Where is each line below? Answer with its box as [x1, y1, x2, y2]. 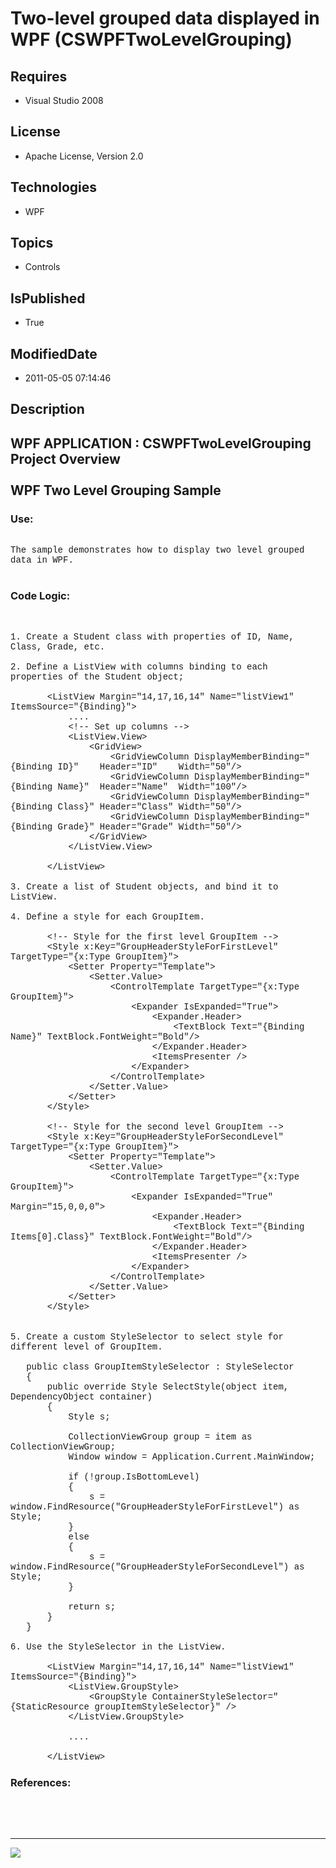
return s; [68, 1602, 117, 1613]
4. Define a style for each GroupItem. [10, 912, 205, 923]
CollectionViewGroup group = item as [68, 1432, 253, 1443]
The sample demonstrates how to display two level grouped [10, 545, 305, 556]
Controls [24, 261, 61, 273]
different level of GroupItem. [10, 1342, 163, 1353]
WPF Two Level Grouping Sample [10, 482, 222, 499]
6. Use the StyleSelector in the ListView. [10, 1642, 227, 1653]
